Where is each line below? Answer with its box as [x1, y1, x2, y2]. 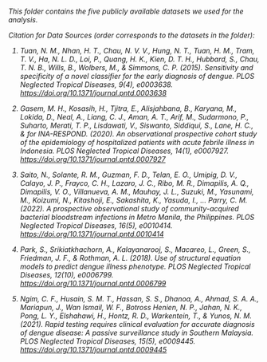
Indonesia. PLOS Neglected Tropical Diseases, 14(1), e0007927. [19, 146, 230, 155]
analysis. [8, 14, 38, 24]
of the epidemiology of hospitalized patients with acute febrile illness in [19, 137, 255, 147]
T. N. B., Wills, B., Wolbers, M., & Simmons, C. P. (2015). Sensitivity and [19, 62, 253, 72]
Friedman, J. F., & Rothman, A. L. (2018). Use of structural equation [19, 253, 241, 262]
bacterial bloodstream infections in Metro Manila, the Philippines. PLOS [19, 212, 255, 222]
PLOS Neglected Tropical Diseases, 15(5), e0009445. [19, 336, 196, 346]
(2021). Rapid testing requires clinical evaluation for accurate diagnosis [19, 319, 255, 329]
